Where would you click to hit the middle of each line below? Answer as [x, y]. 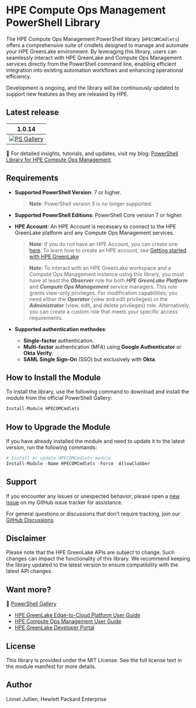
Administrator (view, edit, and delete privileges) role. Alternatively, [110, 305]
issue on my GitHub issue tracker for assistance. [64, 502]
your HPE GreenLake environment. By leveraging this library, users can [92, 51]
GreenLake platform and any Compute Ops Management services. [94, 232]
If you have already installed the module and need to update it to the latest [96, 441]
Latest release [32, 112]
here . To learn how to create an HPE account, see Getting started [108, 250]
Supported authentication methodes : [61, 329]
